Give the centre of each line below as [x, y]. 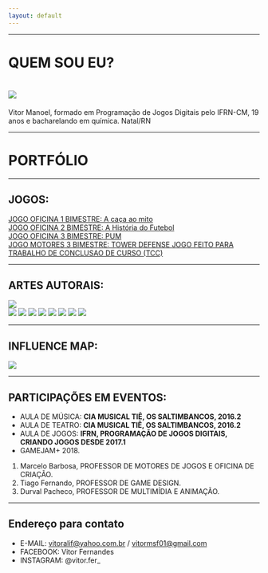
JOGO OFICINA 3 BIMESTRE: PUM [65, 235]
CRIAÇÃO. [36, 474]
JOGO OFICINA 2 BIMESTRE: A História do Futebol [91, 227]
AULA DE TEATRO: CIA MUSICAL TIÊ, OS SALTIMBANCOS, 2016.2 [130, 425]
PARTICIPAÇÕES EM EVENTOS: [88, 397]
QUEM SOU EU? [61, 63]
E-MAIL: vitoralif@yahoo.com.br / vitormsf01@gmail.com [113, 543]
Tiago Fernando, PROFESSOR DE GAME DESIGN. [100, 483]
